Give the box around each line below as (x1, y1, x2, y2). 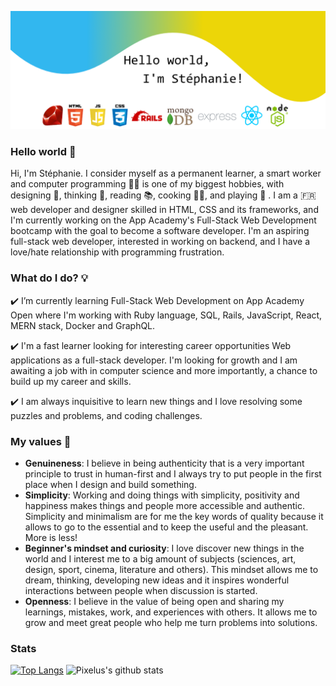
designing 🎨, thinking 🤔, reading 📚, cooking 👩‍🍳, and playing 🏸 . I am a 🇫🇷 (10, 189, 317, 201)
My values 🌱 (10, 434, 72, 448)
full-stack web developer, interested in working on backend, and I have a (10, 236, 311, 248)
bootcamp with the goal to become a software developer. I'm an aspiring (10, 225, 310, 237)
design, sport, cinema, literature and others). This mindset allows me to (24, 563, 319, 575)
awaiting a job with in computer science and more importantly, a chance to (10, 364, 318, 376)
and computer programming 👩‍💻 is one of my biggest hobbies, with (10, 178, 285, 190)
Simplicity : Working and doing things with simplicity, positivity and (24, 489, 300, 501)
